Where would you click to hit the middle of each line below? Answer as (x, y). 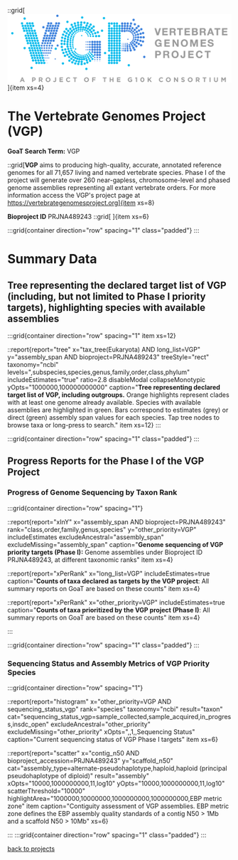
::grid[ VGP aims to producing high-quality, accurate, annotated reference (114, 165)
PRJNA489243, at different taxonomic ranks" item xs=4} (91, 559)
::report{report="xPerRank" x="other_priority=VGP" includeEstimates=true (116, 602)
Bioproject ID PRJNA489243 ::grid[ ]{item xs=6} (78, 216)
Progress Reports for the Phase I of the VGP (106, 461)
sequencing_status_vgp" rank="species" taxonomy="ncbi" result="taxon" (115, 709)
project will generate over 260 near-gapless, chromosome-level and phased (119, 180)
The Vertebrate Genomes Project (107, 116)
